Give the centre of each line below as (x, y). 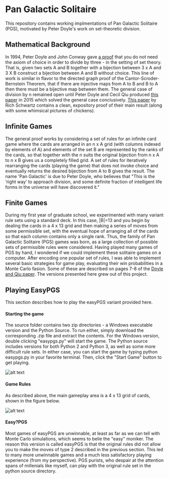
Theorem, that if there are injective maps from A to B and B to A (92, 83)
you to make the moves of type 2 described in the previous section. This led (84, 449)
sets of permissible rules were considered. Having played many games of (81, 247)
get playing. (18, 363)
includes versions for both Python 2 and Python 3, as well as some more (80, 346)
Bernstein (15, 83)
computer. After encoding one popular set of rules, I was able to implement (83, 258)
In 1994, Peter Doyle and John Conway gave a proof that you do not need (81, 57)
